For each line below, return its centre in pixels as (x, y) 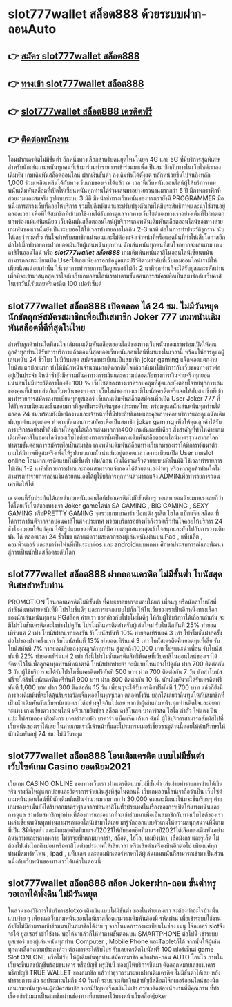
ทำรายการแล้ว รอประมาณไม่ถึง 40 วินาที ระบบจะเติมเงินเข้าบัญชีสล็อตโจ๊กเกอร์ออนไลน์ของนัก (114, 981)
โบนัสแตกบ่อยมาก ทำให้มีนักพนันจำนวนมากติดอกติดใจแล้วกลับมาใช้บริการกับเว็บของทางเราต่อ (114, 367)
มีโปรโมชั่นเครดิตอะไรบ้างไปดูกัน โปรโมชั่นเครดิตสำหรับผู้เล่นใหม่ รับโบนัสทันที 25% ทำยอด (112, 625)
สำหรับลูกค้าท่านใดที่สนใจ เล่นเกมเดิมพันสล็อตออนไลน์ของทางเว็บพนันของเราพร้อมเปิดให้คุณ (112, 344)
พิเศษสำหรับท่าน (36, 585)
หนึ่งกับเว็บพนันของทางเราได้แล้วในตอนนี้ (55, 861)
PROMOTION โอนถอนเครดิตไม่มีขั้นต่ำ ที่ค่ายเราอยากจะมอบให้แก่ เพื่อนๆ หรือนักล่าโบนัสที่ (112, 602)
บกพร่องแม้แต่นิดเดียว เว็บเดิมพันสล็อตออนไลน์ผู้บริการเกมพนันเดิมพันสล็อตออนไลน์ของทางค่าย (115, 222)
